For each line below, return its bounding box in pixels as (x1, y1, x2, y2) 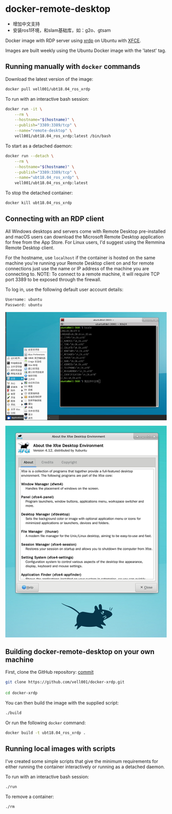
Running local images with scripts (5, 745, 116, 753)
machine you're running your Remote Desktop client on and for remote (5, 260, 155, 266)
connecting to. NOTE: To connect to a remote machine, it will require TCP (5, 271, 160, 277)
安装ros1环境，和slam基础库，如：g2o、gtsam (12, 27, 111, 33)
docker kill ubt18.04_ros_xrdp (5, 200, 72, 206)
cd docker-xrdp (5, 691, 38, 696)
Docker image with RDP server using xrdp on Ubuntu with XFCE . (5, 37, 141, 44)
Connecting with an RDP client (5, 214, 104, 224)
